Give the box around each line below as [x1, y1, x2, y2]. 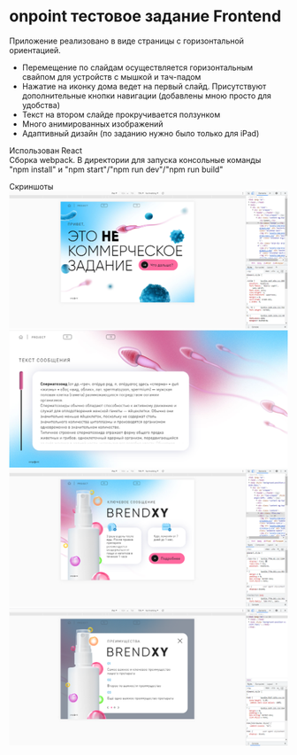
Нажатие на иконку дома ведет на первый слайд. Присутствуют [21, 81, 267, 91]
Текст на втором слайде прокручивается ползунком [21, 109, 221, 120]
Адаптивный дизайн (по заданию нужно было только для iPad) [21, 128, 260, 138]
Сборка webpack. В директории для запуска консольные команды [9, 154, 262, 165]
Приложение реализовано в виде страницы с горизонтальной [9, 35, 245, 46]
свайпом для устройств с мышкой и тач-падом [21, 71, 202, 82]
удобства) [21, 99, 60, 110]
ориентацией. [9, 44, 62, 55]
